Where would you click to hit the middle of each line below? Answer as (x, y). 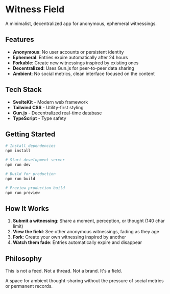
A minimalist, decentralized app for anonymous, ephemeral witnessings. (81, 23)
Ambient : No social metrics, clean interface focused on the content (83, 73)
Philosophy (24, 259)
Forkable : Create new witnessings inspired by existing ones (76, 63)
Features (20, 40)
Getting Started (30, 134)
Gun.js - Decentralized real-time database (57, 113)
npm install (18, 151)
